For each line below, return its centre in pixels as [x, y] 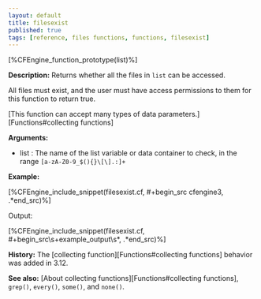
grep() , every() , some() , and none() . [66, 287]
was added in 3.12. [38, 263]
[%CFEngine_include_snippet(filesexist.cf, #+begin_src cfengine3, [116, 192]
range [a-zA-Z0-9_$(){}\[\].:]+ [73, 162]
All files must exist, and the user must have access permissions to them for [130, 91]
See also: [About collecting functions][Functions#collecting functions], [123, 278]
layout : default [35, 15]
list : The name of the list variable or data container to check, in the [129, 153]
